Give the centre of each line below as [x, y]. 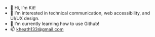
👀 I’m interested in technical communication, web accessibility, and [80, 13]
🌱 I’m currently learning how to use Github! [55, 23]
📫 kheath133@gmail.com [37, 29]
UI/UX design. [25, 18]
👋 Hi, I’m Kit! [23, 8]
